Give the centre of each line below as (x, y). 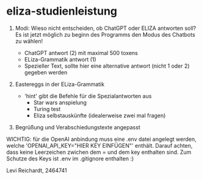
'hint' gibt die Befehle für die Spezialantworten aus (88, 96)
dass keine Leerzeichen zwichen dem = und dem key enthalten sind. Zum (99, 152)
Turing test (47, 109)
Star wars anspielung (60, 103)
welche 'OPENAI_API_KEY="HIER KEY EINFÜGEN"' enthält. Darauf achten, (99, 145)
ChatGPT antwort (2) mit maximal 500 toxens (81, 52)
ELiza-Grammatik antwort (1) (60, 59)
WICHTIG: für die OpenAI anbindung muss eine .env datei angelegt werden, (101, 139)
